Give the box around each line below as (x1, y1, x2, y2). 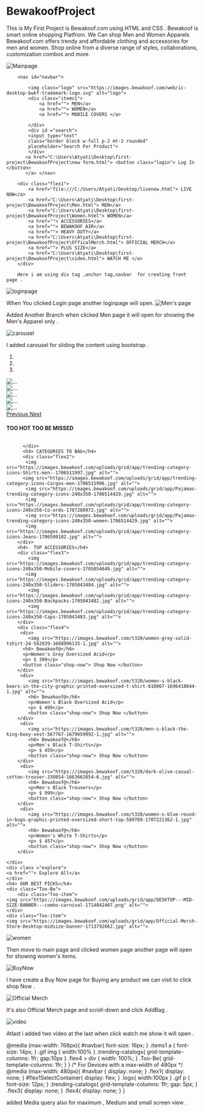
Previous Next (6, 410, 42, 417)
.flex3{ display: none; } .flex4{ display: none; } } (6, 1087, 125, 1094)
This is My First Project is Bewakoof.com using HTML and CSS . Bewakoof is (6, 24, 199, 32)
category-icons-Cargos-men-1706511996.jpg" (6, 481, 119, 487)
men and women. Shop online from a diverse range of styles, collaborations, (6, 44, 198, 51)
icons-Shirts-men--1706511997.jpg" (6, 470, 97, 476)
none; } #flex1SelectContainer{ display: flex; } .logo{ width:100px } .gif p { (6, 1074, 191, 1082)
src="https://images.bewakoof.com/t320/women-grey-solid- (41, 636, 192, 642)
